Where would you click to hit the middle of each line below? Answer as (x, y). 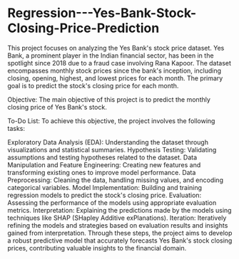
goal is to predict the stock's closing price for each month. (93, 85)
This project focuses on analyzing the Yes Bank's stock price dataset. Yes (116, 48)
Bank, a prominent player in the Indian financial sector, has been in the (111, 55)
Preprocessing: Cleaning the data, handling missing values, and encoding (115, 180)
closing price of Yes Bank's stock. (57, 107)
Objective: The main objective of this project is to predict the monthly (109, 99)
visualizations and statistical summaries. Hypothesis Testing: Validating (112, 149)
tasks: (16, 128)
